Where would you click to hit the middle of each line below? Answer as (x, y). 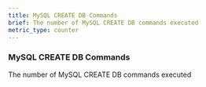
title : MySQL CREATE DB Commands (63, 15)
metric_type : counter (44, 30)
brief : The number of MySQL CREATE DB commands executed (103, 23)
